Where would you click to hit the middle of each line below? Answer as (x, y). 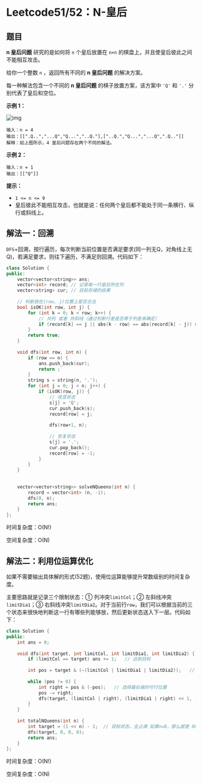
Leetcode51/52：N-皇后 (67, 12)
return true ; (44, 336)
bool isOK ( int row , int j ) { (54, 307)
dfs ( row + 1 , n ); (68, 425)
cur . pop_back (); (69, 447)
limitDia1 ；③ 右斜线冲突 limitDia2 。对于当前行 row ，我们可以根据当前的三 (99, 605)
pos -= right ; (56, 693)
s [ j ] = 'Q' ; (64, 403)
